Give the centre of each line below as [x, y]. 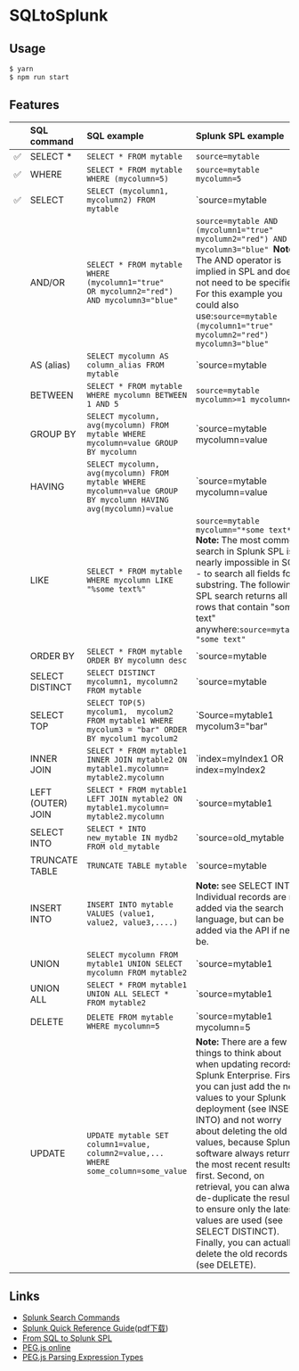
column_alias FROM [125, 365]
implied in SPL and [234, 271]
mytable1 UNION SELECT [135, 963]
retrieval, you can [232, 1186]
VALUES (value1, [121, 913]
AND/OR [47, 282]
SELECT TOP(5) [117, 702]
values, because [230, 1142]
